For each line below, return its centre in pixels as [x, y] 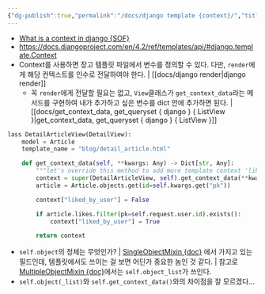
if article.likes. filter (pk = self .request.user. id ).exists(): [139, 214]
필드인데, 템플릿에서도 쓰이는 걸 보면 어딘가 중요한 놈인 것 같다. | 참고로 [129, 262]
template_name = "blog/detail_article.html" [96, 149]
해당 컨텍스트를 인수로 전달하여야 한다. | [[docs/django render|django [136, 74]
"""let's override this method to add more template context [139, 171]
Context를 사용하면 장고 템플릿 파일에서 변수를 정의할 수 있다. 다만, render [134, 64]
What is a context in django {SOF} [74, 38]
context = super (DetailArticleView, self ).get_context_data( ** [142, 178]
